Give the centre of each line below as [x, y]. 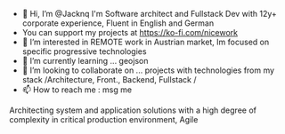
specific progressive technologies [84, 51]
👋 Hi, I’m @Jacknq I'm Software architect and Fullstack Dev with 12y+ [150, 14]
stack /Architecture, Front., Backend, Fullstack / [109, 79]
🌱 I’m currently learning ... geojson [85, 61]
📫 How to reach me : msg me [77, 90]
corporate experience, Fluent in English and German [118, 23]
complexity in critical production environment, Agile [104, 119]
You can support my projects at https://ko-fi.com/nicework [130, 32]
